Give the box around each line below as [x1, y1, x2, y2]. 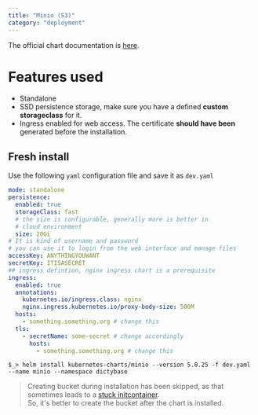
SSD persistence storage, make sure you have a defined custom [19, 102, 229, 112]
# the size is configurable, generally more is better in [15, 215, 209, 223]
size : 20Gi [15, 230, 51, 238]
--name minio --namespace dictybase [8, 368, 128, 376]
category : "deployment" [8, 19, 86, 27]
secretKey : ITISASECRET [8, 259, 86, 267]
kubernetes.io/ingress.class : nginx [22, 296, 143, 303]
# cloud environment [15, 222, 82, 230]
